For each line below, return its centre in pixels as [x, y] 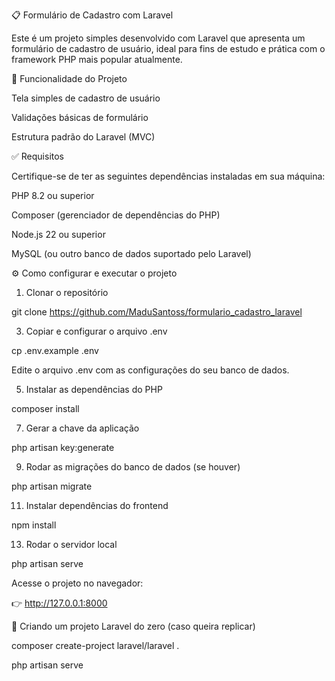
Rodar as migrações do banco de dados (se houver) [133, 467]
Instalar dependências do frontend [97, 505]
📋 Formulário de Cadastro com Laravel [92, 15]
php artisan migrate [52, 486]
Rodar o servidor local [71, 544]
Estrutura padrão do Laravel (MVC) [83, 137]
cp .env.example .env [55, 350]
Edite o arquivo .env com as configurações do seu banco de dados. [150, 370]
